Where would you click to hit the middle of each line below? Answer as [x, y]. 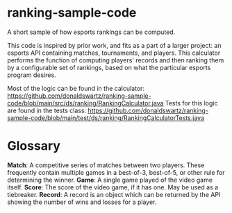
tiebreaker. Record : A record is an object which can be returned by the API [114, 194]
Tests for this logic [191, 103]
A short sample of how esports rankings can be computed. [91, 32]
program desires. [32, 75]
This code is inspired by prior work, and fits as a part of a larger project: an [114, 45]
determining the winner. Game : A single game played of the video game [110, 180]
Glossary [34, 146]
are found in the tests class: [47, 110]
